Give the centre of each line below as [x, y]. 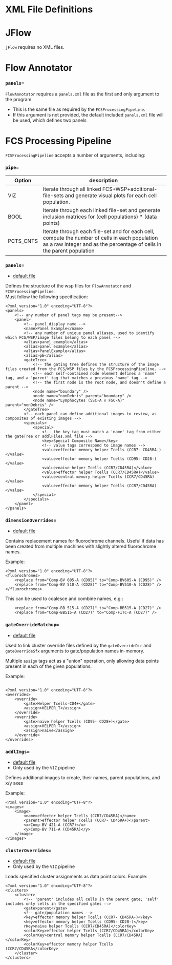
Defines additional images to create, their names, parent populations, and [83, 778]
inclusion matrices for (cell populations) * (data [100, 217]
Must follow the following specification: [47, 297]
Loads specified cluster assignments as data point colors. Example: [76, 877]
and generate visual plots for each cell [111, 195]
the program [18, 99]
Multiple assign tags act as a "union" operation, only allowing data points [82, 661]
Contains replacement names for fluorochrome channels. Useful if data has [85, 541]
